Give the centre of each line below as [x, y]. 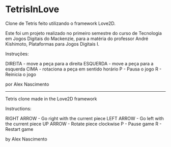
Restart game [19, 129]
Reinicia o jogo [21, 74]
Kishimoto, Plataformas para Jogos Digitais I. [52, 44]
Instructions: [18, 108]
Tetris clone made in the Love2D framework [51, 99]
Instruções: [17, 54]
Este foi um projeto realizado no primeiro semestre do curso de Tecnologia [83, 33]
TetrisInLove [32, 9]
